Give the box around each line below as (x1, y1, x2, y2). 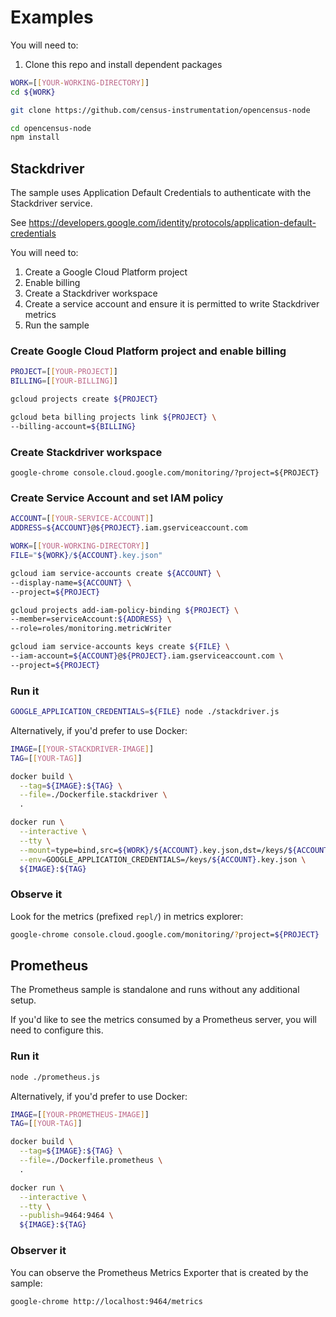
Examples (10, 6, 94, 29)
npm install (10, 132, 60, 143)
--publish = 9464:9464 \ (19, 1211, 114, 1221)
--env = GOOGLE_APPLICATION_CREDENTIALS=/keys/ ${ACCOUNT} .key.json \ (19, 854, 307, 865)
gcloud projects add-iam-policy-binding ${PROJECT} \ (10, 605, 240, 615)
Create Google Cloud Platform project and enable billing (10, 344, 287, 358)
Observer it (10, 1244, 67, 1258)
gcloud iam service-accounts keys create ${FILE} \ (10, 642, 230, 652)
